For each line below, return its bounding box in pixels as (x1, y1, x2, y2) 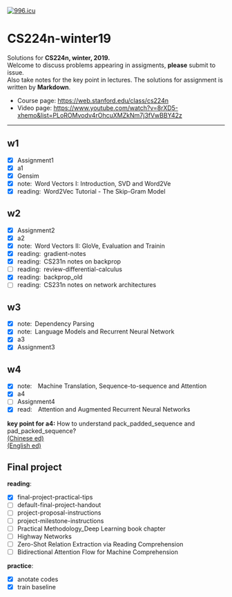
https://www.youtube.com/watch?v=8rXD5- (53, 104, 178, 112)
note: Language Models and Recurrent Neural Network (17, 327, 175, 336)
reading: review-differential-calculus (17, 265, 123, 273)
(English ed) (7, 441, 41, 450)
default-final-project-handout (17, 501, 101, 509)
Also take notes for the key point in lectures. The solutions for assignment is (7, 75, 223, 84)
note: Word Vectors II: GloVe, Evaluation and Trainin (17, 242, 166, 250)
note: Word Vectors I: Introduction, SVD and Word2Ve (17, 179, 171, 187)
